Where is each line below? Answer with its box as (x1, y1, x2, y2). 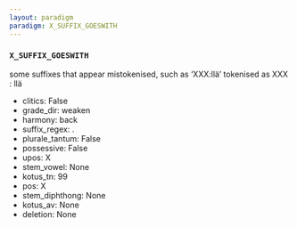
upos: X (21, 152, 51, 163)
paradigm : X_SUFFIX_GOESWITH (9, 21, 118, 30)
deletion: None (21, 208, 78, 219)
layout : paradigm (9, 12, 74, 22)
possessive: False (21, 142, 88, 153)
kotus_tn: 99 (21, 171, 69, 182)
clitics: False (21, 95, 69, 106)
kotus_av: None (21, 199, 80, 210)
